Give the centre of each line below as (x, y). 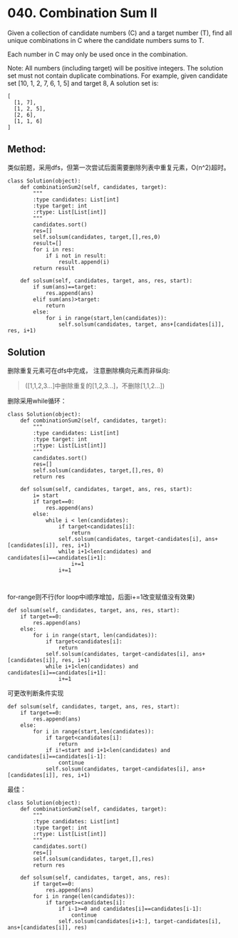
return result (54, 268)
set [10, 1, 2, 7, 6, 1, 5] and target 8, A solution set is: (83, 83)
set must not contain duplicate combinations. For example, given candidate (118, 76)
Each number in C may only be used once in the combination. (98, 54)
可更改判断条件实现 (36, 693)
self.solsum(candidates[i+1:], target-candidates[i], (140, 921)
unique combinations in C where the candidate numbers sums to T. (106, 40)
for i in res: (54, 249)
